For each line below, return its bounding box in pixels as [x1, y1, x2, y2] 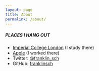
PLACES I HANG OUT [5, 32, 51, 38]
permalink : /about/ [5, 16, 46, 21]
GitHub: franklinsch [12, 60, 53, 66]
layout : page [5, 7, 33, 12]
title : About [5, 12, 33, 17]
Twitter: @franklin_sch [12, 55, 60, 61]
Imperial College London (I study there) [12, 44, 94, 50]
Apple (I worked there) [12, 50, 60, 56]
